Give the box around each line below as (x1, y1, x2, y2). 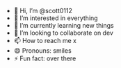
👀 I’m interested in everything (13, 14, 99, 22)
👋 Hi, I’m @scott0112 (13, 7, 73, 15)
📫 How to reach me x (13, 37, 76, 44)
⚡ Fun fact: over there (13, 54, 76, 62)
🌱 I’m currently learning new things (13, 22, 114, 29)
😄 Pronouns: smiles (13, 46, 72, 55)
